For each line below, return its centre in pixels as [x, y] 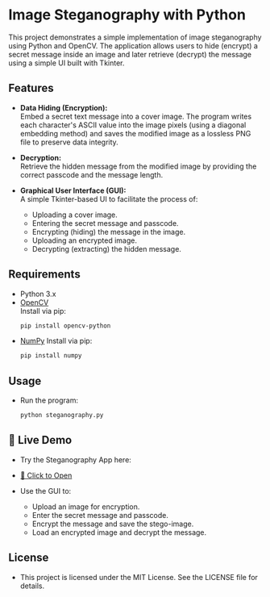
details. [32, 586]
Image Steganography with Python [127, 15]
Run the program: [49, 400]
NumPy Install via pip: [56, 341]
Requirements [44, 275]
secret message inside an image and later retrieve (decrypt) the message [130, 54]
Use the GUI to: [46, 491]
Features [31, 88]
